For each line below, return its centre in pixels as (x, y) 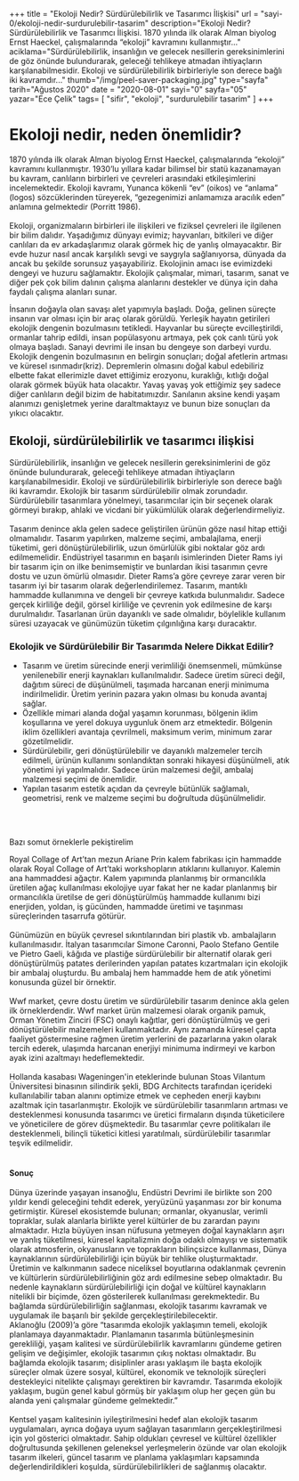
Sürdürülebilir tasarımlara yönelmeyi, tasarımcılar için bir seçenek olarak (141, 500)
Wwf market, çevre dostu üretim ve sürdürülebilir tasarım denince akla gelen (149, 1001)
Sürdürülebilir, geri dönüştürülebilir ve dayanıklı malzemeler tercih (142, 751)
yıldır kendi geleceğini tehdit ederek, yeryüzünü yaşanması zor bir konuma (145, 1202)
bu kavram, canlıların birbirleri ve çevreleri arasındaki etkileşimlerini (133, 178)
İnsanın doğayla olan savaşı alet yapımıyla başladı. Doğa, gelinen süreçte (142, 309)
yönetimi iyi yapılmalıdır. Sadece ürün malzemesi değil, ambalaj (137, 770)
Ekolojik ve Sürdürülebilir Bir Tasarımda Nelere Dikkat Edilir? (141, 646)
